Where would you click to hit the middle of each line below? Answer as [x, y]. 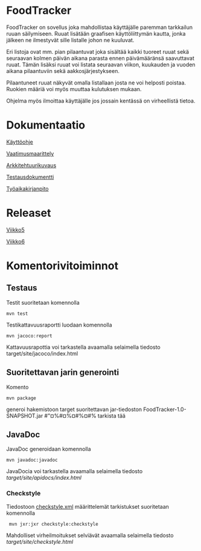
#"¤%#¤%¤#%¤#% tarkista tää [85, 416]
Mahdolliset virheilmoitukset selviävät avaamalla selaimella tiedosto [90, 535]
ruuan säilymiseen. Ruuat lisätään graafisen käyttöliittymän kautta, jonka [96, 33]
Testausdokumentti [30, 177]
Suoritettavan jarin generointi [63, 373]
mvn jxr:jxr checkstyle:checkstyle [53, 524]
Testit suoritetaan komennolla [43, 302]
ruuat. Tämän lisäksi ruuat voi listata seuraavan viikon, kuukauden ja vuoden [101, 65]
